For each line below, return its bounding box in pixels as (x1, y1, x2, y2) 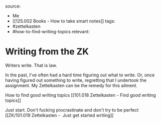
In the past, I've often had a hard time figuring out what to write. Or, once (5, 72, 155, 78)
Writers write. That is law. (5, 62, 57, 68)
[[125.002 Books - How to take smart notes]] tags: (12, 18, 116, 24)
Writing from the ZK (5, 46, 89, 58)
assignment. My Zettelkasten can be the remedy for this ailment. (5, 82, 138, 88)
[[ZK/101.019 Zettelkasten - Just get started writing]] (5, 112, 114, 118)
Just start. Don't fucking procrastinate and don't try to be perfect (5, 107, 139, 113)
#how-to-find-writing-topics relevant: (12, 29, 90, 34)
